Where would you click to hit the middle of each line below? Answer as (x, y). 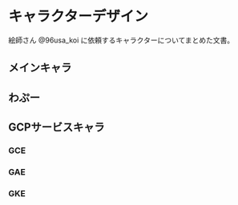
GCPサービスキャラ (56, 128)
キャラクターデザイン (78, 16)
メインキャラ (40, 68)
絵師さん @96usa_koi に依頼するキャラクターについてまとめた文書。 (121, 40)
